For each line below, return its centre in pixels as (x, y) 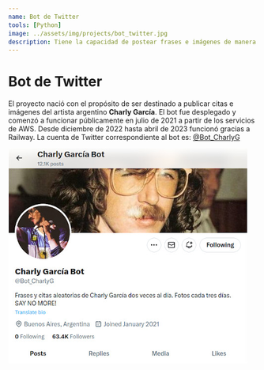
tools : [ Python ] (35, 25)
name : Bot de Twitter (44, 17)
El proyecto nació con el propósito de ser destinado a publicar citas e (121, 104)
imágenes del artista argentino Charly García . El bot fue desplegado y (122, 112)
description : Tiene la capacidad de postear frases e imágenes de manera (132, 42)
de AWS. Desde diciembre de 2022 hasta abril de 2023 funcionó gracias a (129, 129)
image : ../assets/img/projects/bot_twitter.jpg (88, 33)
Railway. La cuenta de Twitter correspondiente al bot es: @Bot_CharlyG (124, 138)
